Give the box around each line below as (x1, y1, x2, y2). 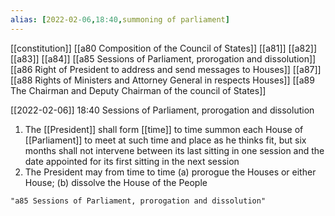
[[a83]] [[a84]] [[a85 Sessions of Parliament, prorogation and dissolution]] (10, 52, 317, 65)
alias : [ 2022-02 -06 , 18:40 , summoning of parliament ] (10, 14, 230, 25)
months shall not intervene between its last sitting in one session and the (24, 144, 325, 156)
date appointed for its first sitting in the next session (24, 155, 240, 167)
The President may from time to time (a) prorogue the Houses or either (24, 166, 317, 178)
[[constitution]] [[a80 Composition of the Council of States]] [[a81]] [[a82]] (10, 42, 318, 54)
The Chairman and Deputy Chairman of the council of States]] (10, 84, 267, 96)
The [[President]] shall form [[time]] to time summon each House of (24, 123, 304, 135)
